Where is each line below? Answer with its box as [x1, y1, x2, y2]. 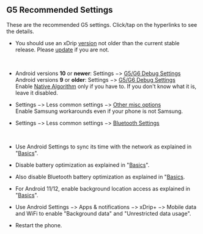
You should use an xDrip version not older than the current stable [15, 39, 180, 46]
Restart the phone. [15, 221, 62, 229]
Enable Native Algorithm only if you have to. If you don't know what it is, [15, 82, 197, 90]
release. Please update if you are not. [15, 46, 109, 53]
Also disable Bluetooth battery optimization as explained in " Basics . [15, 173, 185, 180]
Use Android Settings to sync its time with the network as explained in [15, 143, 192, 150]
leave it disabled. [15, 89, 58, 97]
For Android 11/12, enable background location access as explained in [15, 185, 191, 192]
